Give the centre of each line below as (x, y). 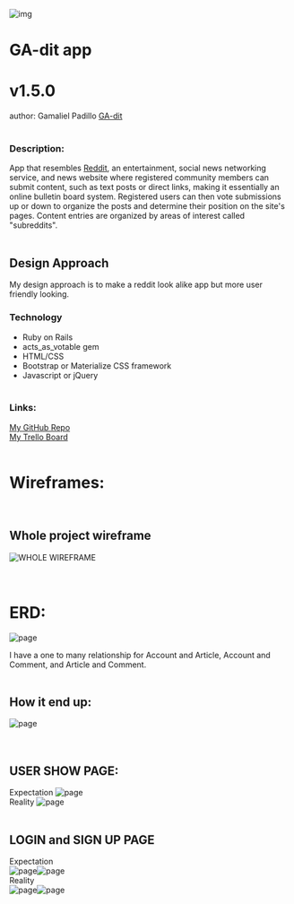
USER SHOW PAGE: (64, 771)
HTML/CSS (43, 356)
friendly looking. (39, 294)
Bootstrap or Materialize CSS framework (97, 365)
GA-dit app (51, 50)
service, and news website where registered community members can (139, 178)
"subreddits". (34, 225)
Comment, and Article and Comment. (78, 665)
